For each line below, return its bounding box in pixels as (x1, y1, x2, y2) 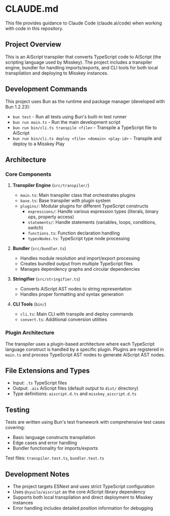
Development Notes (5, 470, 70, 478)
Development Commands (5, 85, 88, 93)
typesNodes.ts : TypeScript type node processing (27, 236, 130, 242)
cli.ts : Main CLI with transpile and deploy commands (20, 311, 133, 317)
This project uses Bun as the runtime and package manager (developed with (5, 98, 165, 105)
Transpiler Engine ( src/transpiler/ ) (12, 182, 90, 189)
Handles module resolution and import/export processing (20, 255, 140, 262)
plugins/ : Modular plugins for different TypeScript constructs (20, 203, 149, 209)
